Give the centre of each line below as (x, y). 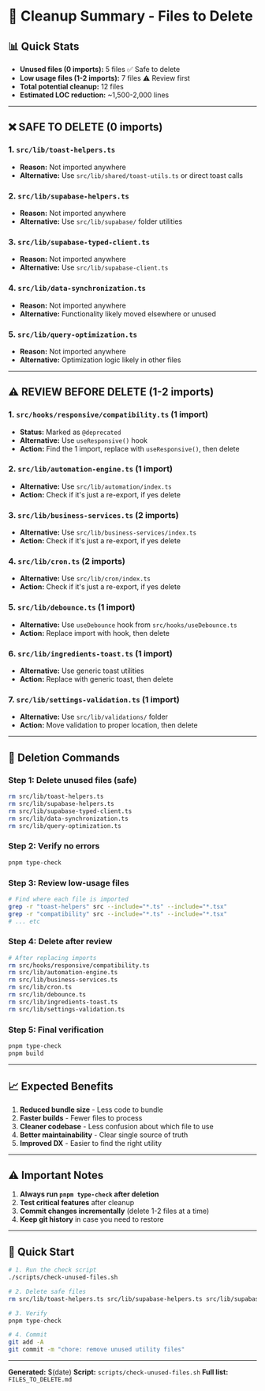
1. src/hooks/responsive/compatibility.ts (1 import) (108, 414)
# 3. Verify (28, 1313)
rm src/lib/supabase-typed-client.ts (70, 811)
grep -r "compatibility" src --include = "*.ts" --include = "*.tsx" (118, 914)
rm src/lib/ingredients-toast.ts (63, 1002)
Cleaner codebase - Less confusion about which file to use (117, 1126)
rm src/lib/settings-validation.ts (67, 1009)
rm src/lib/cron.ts (40, 988)
